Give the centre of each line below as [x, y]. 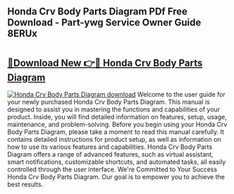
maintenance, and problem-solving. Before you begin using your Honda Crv [117, 124]
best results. [25, 184]
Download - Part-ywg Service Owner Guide [104, 23]
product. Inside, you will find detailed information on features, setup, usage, [117, 117]
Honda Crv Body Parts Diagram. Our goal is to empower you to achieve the [116, 177]
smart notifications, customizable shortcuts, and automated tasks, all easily [117, 162]
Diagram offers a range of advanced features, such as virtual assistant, [110, 154]
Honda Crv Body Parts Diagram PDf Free [98, 12]
